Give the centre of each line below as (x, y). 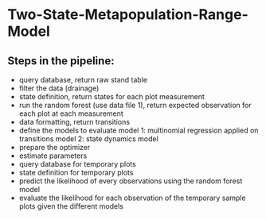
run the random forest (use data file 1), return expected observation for (135, 105)
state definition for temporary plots (76, 173)
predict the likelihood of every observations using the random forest (131, 181)
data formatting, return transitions (74, 122)
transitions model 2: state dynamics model (88, 139)
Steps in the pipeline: (61, 61)
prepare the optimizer (55, 147)
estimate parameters (53, 156)
